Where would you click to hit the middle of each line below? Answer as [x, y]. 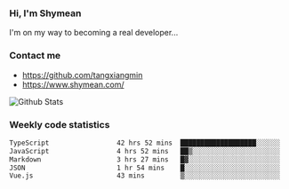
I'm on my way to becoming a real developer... [94, 33]
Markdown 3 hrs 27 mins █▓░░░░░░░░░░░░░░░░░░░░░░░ [144, 159]
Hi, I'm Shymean [45, 13]
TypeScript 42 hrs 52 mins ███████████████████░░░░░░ [144, 143]
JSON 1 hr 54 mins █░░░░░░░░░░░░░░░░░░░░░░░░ [144, 168]
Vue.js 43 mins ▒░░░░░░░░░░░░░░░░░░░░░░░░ [144, 176]
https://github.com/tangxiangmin [82, 75]
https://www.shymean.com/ [73, 84]
